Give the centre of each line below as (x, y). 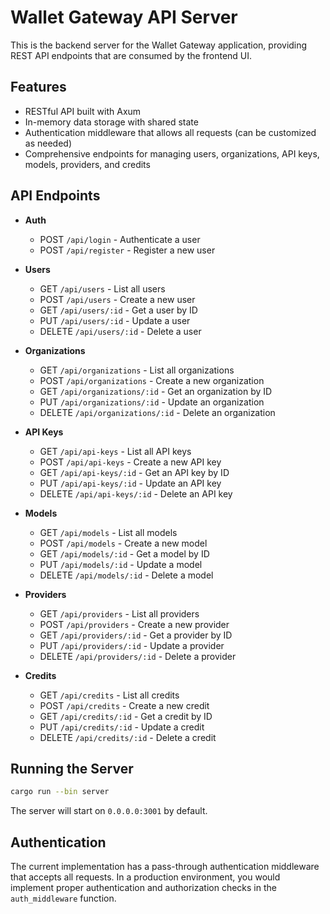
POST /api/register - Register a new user (127, 250)
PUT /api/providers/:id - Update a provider (132, 645)
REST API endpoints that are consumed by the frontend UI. (131, 55)
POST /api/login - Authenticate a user (120, 239)
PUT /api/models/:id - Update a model (121, 564)
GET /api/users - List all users (102, 288)
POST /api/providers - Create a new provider (134, 624)
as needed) (48, 143)
